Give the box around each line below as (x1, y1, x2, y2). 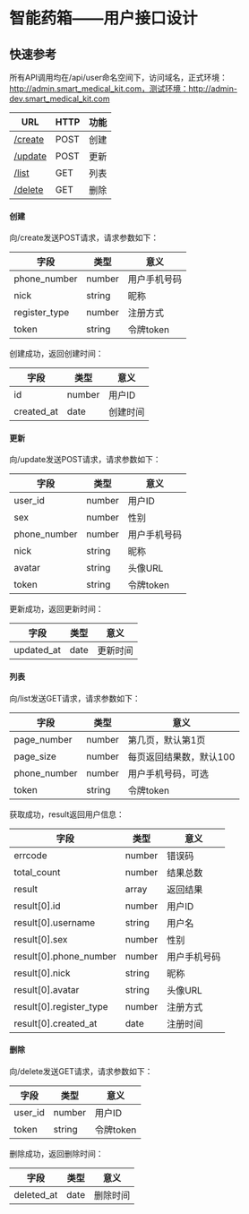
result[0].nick (13, 967, 71, 979)
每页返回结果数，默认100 (127, 750, 236, 762)
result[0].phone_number (13, 950, 117, 962)
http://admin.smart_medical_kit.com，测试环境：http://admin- (9, 83, 237, 94)
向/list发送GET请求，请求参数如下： (9, 693, 141, 703)
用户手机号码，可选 (127, 767, 209, 779)
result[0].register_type (13, 1000, 109, 1012)
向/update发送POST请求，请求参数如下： (9, 454, 161, 465)
